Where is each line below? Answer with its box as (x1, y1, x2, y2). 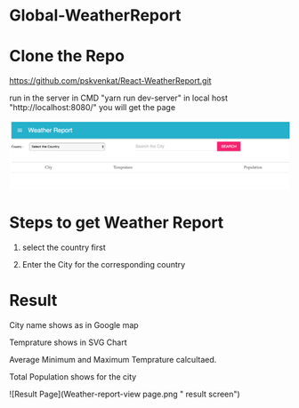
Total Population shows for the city (9, 371, 137, 382)
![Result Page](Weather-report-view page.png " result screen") (9, 388, 240, 399)
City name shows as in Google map (9, 319, 140, 330)
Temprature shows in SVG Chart (9, 337, 127, 348)
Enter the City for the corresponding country (21, 259, 186, 269)
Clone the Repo (9, 46, 125, 67)
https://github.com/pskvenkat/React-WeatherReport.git (9, 76, 212, 86)
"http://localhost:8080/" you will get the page (9, 102, 176, 113)
